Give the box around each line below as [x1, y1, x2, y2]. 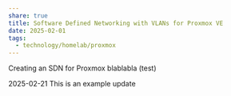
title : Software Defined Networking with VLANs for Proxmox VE [8, 19, 224, 27]
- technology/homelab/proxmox [15, 42, 116, 50]
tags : [8, 34, 26, 42]
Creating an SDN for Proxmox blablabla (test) [8, 63, 157, 73]
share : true [8, 11, 48, 20]
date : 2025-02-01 [8, 26, 66, 34]
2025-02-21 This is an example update [8, 79, 136, 89]
